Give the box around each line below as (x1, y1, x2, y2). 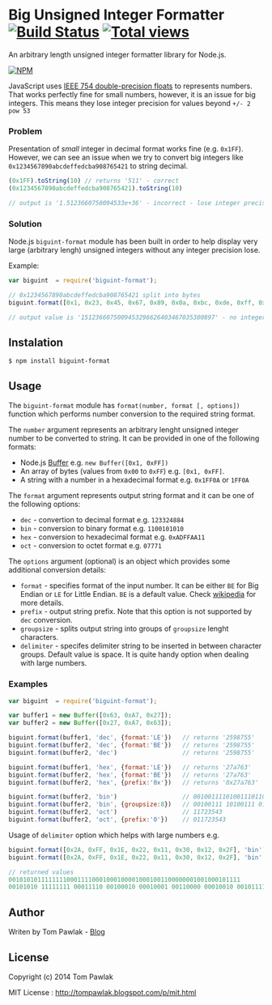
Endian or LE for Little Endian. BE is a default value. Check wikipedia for (19, 590, 257, 599)
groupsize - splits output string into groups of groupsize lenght (19, 624, 229, 633)
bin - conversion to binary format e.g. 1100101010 (19, 524, 185, 534)
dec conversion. (19, 615, 73, 625)
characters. (19, 632, 59, 642)
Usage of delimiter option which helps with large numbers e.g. (8, 830, 220, 840)
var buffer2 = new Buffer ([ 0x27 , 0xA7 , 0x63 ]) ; (8, 719, 172, 727)
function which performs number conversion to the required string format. (8, 409, 256, 419)
